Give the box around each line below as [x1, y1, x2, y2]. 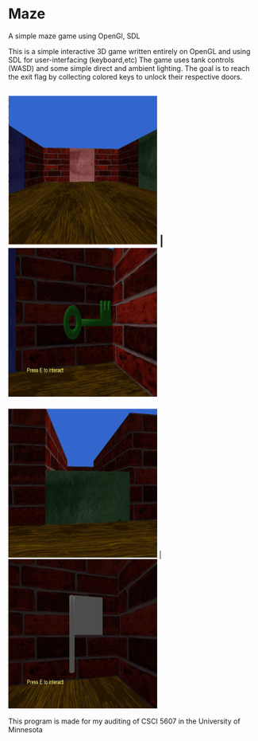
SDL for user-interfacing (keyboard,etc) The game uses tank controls [8, 55, 234, 65]
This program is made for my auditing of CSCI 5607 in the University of [8, 716, 241, 726]
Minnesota [8, 724, 44, 734]
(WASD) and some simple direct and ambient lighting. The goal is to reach [8, 63, 250, 73]
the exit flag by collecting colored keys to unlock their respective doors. [8, 72, 243, 81]
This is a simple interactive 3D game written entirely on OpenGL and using [8, 46, 251, 56]
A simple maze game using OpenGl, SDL [8, 31, 141, 41]
